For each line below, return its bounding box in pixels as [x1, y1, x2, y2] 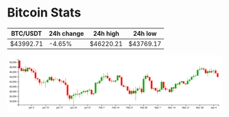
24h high [93, 30, 120, 38]
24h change [49, 30, 84, 38]
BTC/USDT [11, 30, 43, 38]
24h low [132, 30, 157, 38]
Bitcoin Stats [7, 5, 82, 21]
